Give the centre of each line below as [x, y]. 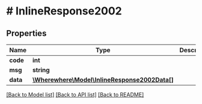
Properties [26, 33]
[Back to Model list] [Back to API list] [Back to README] [75, 95]
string [41, 70]
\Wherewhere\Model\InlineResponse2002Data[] [103, 80]
